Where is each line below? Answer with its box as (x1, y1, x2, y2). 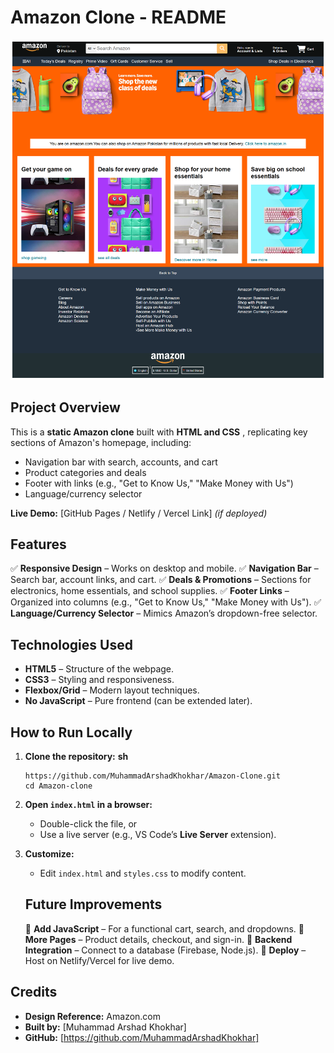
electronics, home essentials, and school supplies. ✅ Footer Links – (10, 585, 290, 597)
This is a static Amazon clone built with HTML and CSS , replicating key (10, 426, 308, 438)
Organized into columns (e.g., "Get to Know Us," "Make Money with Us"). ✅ (10, 596, 322, 608)
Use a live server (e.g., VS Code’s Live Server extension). (39, 829, 277, 841)
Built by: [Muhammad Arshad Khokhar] (24, 1021, 187, 1033)
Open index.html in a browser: (24, 799, 153, 811)
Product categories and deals (24, 466, 147, 478)
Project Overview (10, 399, 121, 416)
